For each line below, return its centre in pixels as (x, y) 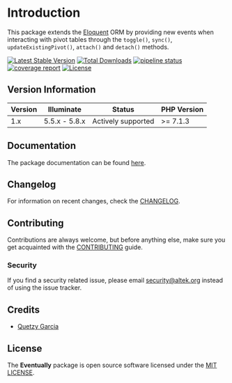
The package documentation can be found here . (77, 162)
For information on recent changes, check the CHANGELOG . (94, 201)
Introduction (44, 13)
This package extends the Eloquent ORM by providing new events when (110, 32)
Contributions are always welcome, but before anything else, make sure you (116, 240)
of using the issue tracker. (45, 288)
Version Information (52, 89)
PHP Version (183, 109)
